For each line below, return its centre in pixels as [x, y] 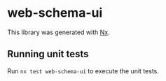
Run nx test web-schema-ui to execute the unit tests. [83, 71]
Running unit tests [48, 54]
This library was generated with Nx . [58, 32]
